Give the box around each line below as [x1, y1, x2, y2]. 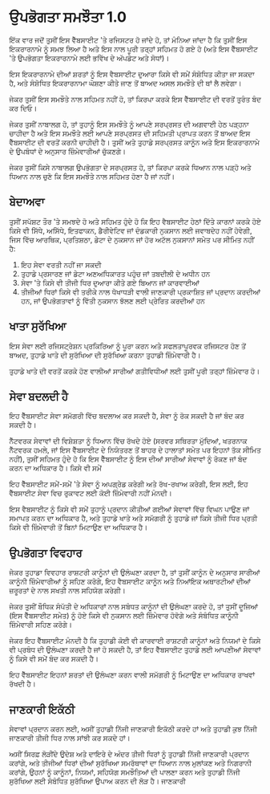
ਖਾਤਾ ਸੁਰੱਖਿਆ [9, 320, 66, 333]
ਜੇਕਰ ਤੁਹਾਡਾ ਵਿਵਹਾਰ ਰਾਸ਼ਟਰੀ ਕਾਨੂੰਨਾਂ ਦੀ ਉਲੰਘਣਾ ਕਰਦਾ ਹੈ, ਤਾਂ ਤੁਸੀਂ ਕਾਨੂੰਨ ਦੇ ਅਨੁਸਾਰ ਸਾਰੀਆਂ [9, 568, 260, 577]
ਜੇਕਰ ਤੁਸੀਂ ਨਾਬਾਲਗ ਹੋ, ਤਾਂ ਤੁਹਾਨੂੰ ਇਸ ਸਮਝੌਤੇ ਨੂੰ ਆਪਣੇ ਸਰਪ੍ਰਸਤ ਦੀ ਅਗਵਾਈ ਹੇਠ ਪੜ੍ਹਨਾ [9, 119, 249, 128]
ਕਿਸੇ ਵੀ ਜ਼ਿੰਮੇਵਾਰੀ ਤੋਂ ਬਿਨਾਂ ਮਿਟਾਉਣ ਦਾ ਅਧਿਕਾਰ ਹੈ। [9, 523, 148, 532]
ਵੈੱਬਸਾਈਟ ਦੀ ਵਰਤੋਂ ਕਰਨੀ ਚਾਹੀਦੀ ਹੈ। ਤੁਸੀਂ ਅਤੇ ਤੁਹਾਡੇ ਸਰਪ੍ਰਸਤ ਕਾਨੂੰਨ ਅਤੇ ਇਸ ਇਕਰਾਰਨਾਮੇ [9, 137, 260, 147]
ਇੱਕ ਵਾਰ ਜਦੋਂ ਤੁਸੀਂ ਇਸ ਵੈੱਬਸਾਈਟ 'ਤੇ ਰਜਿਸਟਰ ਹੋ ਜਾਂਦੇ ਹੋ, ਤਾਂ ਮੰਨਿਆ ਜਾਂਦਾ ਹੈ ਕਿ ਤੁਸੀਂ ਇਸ [9, 35, 248, 44]
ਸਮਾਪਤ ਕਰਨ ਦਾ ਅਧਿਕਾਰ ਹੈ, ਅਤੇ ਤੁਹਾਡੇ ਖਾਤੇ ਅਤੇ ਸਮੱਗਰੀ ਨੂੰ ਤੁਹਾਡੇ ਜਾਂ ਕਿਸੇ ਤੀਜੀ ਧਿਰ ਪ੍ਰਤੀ [9, 514, 258, 523]
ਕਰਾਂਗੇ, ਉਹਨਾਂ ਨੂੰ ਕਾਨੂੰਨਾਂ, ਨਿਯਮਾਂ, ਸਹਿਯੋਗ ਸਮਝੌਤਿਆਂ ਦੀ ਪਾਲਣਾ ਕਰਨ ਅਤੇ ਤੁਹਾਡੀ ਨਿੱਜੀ [9, 768, 240, 776]
